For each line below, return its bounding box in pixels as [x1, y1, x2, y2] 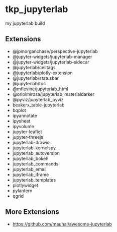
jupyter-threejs [12, 134, 44, 140]
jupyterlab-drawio [12, 139, 50, 145]
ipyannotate [12, 112, 38, 119]
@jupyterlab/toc [12, 80, 46, 86]
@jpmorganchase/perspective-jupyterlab [12, 48, 98, 54]
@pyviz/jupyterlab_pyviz [12, 96, 64, 102]
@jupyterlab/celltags [12, 64, 56, 70]
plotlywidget [12, 182, 39, 188]
